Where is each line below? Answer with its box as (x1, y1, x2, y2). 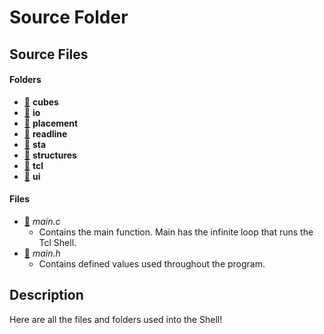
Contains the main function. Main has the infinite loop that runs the (38, 226, 314, 238)
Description (9, 287, 84, 304)
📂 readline (23, 127, 68, 140)
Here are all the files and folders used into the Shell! (9, 313, 223, 325)
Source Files (9, 46, 89, 63)
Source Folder (9, 6, 129, 29)
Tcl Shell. (38, 236, 77, 248)
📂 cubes (23, 96, 59, 108)
